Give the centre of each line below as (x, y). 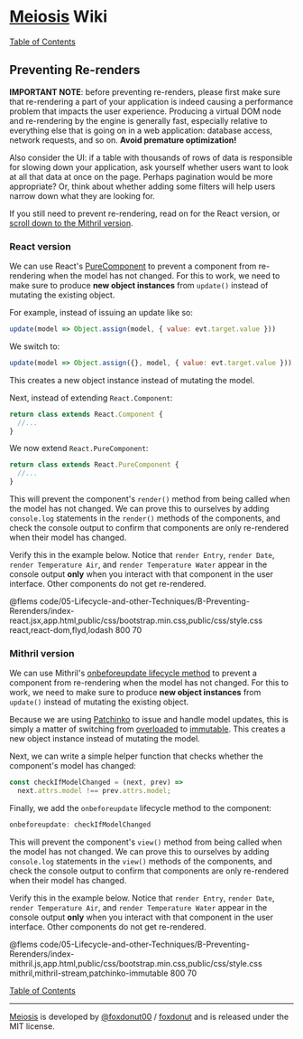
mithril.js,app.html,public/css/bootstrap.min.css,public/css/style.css (136, 963)
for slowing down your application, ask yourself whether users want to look (149, 167)
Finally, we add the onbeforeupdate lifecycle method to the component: (141, 808)
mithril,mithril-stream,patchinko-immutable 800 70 (103, 973)
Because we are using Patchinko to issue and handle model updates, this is (149, 720)
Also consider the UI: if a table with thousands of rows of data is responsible (151, 157)
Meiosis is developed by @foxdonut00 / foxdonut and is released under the (149, 1016)
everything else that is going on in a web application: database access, (141, 130)
